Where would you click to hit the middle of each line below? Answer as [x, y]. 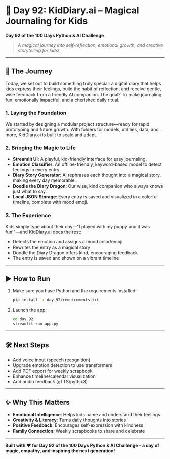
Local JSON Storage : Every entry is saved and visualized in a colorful [85, 197]
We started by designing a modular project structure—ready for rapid [77, 124]
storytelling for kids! [38, 50]
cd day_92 [23, 319]
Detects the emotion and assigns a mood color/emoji [68, 241]
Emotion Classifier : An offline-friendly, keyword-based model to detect [87, 164]
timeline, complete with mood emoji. [50, 202]
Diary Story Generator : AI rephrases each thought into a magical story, [87, 175]
